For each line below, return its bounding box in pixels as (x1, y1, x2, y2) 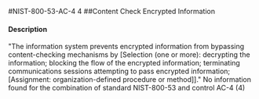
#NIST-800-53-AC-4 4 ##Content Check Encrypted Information (8, 7, 216, 16)
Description (8, 24, 48, 34)
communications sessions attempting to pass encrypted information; (8, 66, 231, 76)
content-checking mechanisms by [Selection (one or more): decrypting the (8, 50, 250, 59)
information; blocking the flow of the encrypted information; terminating (8, 58, 241, 68)
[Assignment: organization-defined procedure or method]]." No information (8, 75, 252, 84)
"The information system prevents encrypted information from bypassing (8, 42, 245, 51)
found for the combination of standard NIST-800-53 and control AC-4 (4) (8, 83, 246, 93)
